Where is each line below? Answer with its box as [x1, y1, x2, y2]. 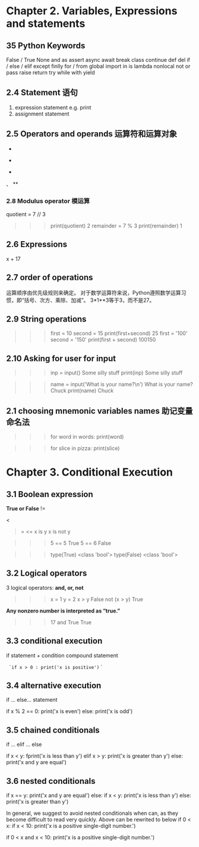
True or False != [6, 505, 46, 512]
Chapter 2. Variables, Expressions [6, 4, 178, 18]
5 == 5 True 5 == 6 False [50, 539, 112, 546]
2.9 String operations [6, 314, 87, 324]
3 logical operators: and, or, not [6, 584, 84, 591]
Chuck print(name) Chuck [50, 387, 114, 394]
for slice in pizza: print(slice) [50, 445, 120, 452]
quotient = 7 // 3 [6, 210, 46, 218]
